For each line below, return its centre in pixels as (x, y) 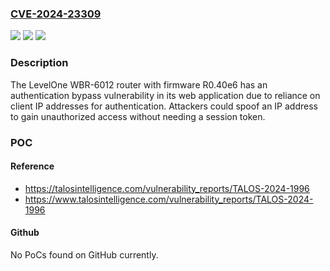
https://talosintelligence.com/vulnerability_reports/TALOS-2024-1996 (167, 188)
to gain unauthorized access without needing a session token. (138, 116)
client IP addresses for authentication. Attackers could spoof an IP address (164, 106)
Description (39, 63)
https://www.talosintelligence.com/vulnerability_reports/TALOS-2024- (169, 199)
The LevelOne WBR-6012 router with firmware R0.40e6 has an (139, 84)
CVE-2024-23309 (56, 14)
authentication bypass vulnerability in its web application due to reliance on (165, 95)
